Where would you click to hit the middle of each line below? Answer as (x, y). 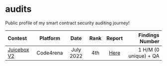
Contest (17, 38)
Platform (50, 38)
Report (115, 38)
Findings (149, 35)
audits (18, 9)
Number (150, 41)
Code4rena (50, 53)
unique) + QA (144, 56)
